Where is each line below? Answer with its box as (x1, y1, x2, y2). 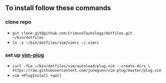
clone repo (5, 19, 32, 26)
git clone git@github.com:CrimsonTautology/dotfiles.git (12, 30, 133, 36)
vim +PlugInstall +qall (12, 73, 62, 78)
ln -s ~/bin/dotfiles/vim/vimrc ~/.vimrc (12, 40, 99, 45)
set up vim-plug (5, 52, 45, 58)
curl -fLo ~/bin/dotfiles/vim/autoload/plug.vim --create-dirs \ (12, 63, 150, 68)
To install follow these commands (5, 4, 111, 12)
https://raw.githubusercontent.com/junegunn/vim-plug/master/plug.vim (12, 68, 162, 73)
